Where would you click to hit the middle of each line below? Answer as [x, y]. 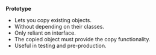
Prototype [18, 9]
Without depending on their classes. [59, 27]
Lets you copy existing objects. [53, 20]
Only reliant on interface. [45, 33]
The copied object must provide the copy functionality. [82, 39]
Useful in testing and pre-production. [60, 45]
